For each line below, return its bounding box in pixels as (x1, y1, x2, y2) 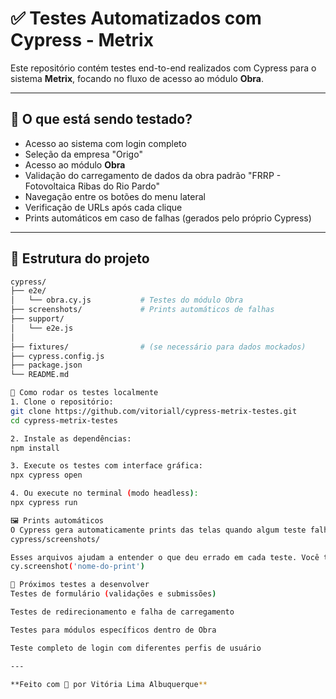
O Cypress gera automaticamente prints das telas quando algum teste (10, 525, 307, 535)
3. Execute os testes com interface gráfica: (10, 461, 203, 471)
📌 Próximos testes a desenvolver (10, 580, 150, 590)
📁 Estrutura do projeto (10, 250, 150, 267)
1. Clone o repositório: (10, 397, 114, 407)
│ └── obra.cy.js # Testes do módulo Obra (10, 295, 244, 306)
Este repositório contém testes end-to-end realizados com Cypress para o (10, 62, 317, 74)
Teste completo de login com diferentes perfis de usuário (10, 643, 262, 653)
